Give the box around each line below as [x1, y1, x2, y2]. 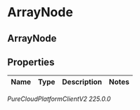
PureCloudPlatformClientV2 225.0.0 [7, 94, 111, 103]
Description [62, 77, 102, 87]
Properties [7, 56, 55, 68]
